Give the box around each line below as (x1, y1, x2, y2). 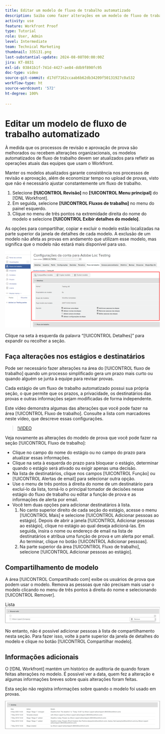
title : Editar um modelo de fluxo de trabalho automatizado (5, 8, 131, 13)
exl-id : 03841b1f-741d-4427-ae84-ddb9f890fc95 (5, 65, 102, 70)
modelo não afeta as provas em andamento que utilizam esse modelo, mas (5, 236, 157, 242)
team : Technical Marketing (5, 44, 60, 49)
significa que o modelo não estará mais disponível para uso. (5, 241, 127, 247)
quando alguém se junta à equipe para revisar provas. (5, 376, 114, 382)
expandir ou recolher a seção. (5, 338, 66, 344)
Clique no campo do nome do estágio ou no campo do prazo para (12, 449, 146, 455)
